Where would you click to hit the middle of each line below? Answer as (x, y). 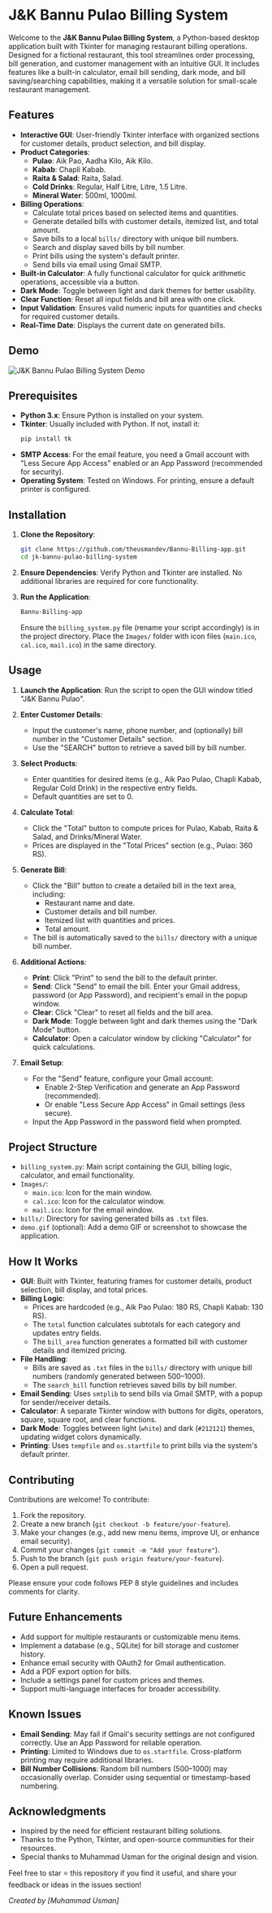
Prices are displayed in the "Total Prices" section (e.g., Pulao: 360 (142, 845)
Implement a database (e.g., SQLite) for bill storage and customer (130, 1645)
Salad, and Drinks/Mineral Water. (87, 836)
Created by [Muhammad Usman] (64, 1901)
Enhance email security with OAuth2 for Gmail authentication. (123, 1662)
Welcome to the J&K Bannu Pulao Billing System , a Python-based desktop (134, 37)
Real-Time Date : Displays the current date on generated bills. (123, 325)
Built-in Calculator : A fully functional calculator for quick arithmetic (133, 273)
